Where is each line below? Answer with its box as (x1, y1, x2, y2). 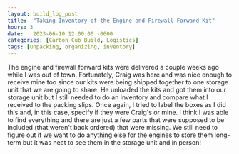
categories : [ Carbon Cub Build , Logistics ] (7, 37, 139, 44)
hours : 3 (7, 23, 34, 31)
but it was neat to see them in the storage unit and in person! (22, 138, 202, 146)
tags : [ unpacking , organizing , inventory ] (7, 43, 136, 50)
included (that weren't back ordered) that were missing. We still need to (7, 123, 218, 131)
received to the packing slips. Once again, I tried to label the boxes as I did (7, 101, 226, 109)
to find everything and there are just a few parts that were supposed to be (7, 116, 225, 124)
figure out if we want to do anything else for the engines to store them (7, 131, 213, 139)
